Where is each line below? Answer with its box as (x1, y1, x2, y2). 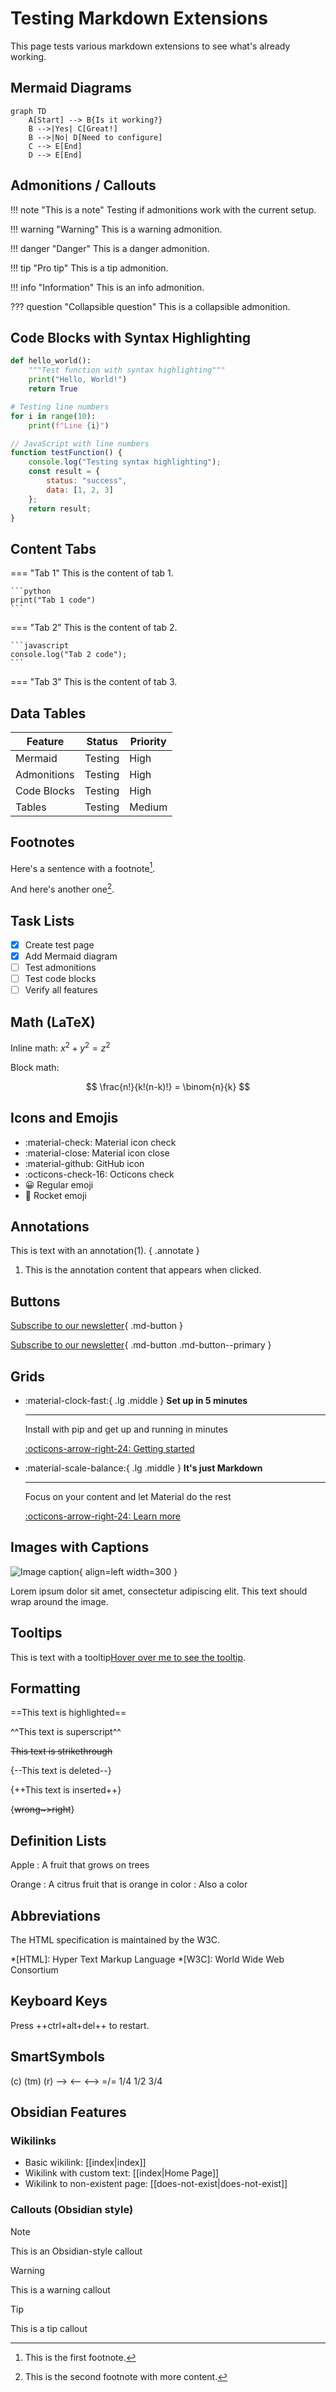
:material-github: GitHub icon (24, 1157, 145, 1169)
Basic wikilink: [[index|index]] (24, 2157, 147, 2169)
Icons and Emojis (10, 1110, 119, 1127)
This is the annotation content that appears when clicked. (24, 1264, 262, 1276)
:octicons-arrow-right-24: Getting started (24, 1442, 195, 1454)
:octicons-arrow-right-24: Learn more (24, 1510, 182, 1522)
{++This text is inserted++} (10, 1784, 122, 1796)
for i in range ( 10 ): (10, 411, 97, 421)
